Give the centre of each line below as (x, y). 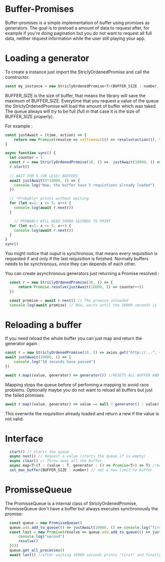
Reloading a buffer (43, 325)
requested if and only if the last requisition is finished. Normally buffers (77, 259)
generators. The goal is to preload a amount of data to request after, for (77, 28)
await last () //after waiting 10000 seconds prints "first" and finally (85, 555)
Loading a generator (47, 58)
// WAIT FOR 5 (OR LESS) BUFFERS (44, 176)
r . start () (19, 167)
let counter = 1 (26, 158)
